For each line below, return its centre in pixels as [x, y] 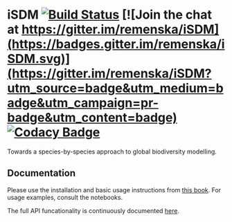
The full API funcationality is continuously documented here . [93, 210]
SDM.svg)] [39, 59]
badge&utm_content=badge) [92, 118]
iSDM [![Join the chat [110, 15]
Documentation [42, 173]
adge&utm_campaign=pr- [83, 103]
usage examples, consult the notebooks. [65, 197]
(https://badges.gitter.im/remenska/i [116, 44]
